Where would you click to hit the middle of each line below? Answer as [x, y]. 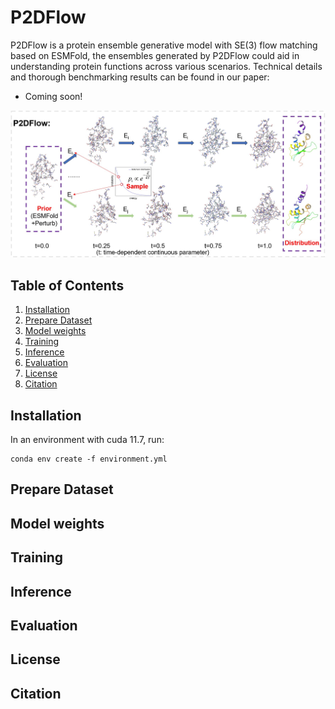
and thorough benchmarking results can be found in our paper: [140, 77]
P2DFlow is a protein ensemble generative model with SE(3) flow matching [164, 45]
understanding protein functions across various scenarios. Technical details [166, 66]
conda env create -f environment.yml [89, 459]
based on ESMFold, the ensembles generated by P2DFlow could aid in [155, 55]
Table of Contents [67, 285]
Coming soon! [53, 96]
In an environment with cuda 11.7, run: [87, 440]
